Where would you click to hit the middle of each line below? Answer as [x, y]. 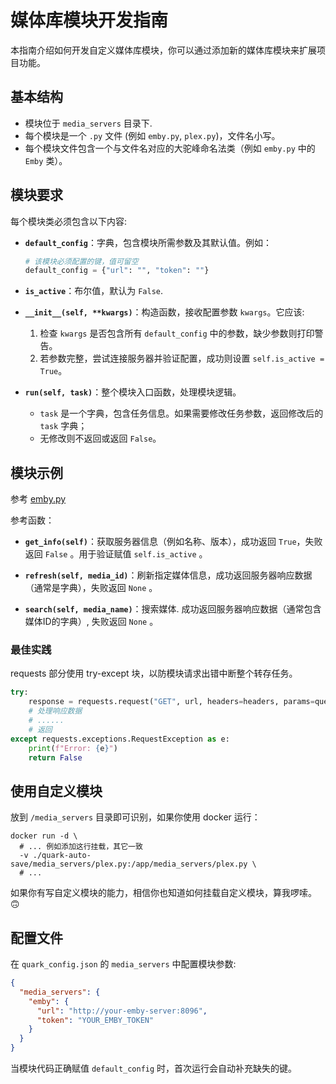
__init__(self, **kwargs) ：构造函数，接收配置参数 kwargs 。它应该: [164, 312]
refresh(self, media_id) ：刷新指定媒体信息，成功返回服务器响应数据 [168, 575]
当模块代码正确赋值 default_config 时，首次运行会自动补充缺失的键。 [154, 1068]
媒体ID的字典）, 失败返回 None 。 [91, 622]
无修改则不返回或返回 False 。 [100, 438]
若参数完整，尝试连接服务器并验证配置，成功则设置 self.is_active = [182, 358]
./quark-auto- [62, 856]
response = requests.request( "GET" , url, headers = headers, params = [171, 702]
